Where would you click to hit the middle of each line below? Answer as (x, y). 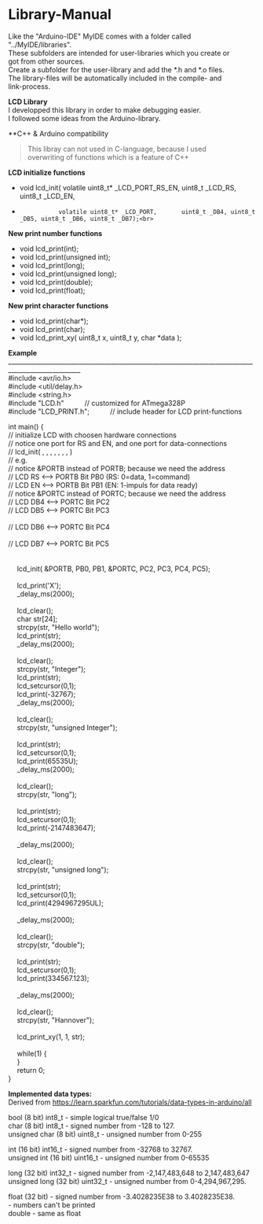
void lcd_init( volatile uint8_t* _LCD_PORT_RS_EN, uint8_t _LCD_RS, (128, 187)
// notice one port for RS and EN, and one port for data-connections (118, 443)
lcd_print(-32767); (46, 694)
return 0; (31, 1070)
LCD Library (28, 101)
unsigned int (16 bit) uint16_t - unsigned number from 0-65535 (109, 1157)
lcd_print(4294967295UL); (60, 903)
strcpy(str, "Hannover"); (55, 1019)
